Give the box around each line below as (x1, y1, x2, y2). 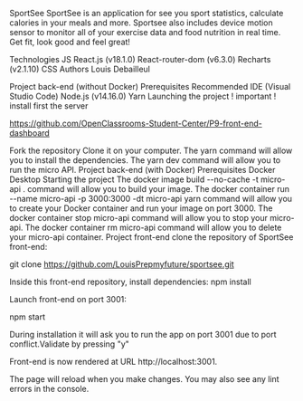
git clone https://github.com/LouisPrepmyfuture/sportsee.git (9, 259, 234, 270)
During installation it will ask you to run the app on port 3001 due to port (9, 329, 278, 339)
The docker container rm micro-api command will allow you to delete (24, 222, 282, 233)
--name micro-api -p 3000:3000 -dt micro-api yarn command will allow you (9, 194, 292, 204)
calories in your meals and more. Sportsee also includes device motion (9, 17, 273, 28)
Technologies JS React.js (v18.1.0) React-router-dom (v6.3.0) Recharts (9, 54, 271, 64)
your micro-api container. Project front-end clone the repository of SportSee (9, 232, 294, 243)
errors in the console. (9, 384, 90, 394)
